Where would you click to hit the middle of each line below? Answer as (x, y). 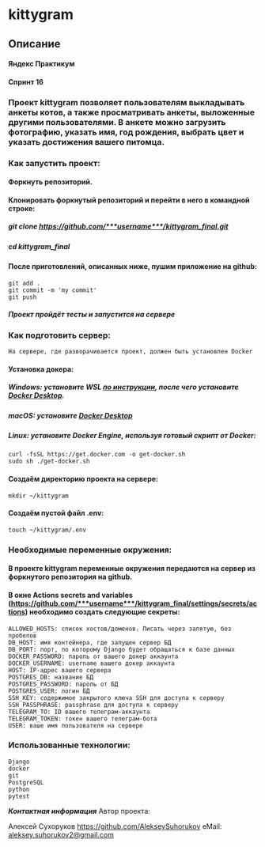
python (19, 789)
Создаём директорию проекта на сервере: (83, 479)
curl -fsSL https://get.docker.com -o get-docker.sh (97, 455)
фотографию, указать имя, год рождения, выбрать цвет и (126, 132)
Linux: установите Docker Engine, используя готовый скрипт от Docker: (132, 436)
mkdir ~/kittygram (38, 496)
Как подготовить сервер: (59, 335)
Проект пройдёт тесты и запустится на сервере (92, 315)
